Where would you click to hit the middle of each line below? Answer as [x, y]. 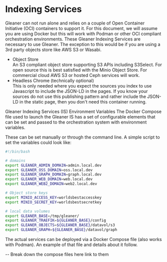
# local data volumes [28, 211]
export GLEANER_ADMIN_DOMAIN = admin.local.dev [53, 165]
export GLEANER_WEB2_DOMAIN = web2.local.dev [51, 184]
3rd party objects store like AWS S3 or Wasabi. [53, 49]
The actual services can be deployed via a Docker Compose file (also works [83, 239]
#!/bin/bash [17, 151]
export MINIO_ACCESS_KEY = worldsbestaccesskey [53, 197]
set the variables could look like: [38, 142]
